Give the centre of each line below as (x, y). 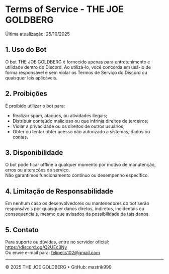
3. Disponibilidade (34, 153)
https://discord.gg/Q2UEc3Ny (36, 247)
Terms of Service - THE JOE (65, 9)
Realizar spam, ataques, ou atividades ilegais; (60, 115)
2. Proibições (26, 94)
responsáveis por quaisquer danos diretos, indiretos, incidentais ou (75, 209)
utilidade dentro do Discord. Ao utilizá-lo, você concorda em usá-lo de (78, 67)
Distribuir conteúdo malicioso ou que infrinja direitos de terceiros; (80, 121)
